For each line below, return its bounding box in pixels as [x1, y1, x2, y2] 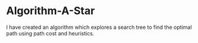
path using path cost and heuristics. [6, 29, 94, 37]
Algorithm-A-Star [6, 4, 95, 18]
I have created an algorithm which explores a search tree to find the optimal [6, 24, 192, 31]
